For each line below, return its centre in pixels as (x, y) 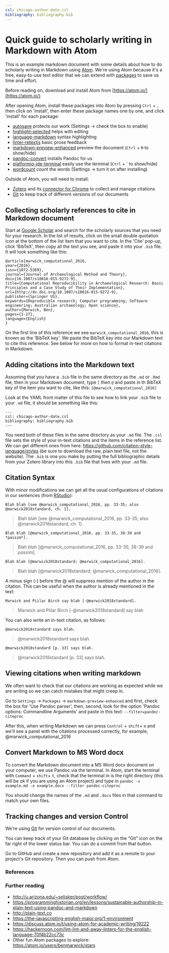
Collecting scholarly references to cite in (71, 210)
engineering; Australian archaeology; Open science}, (63, 306)
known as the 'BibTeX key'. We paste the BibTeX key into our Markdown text (84, 338)
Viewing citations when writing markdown (73, 674)
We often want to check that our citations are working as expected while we (84, 685)
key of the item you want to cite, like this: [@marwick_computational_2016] (81, 388)
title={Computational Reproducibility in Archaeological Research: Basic (84, 283)
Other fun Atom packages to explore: (51, 940)
